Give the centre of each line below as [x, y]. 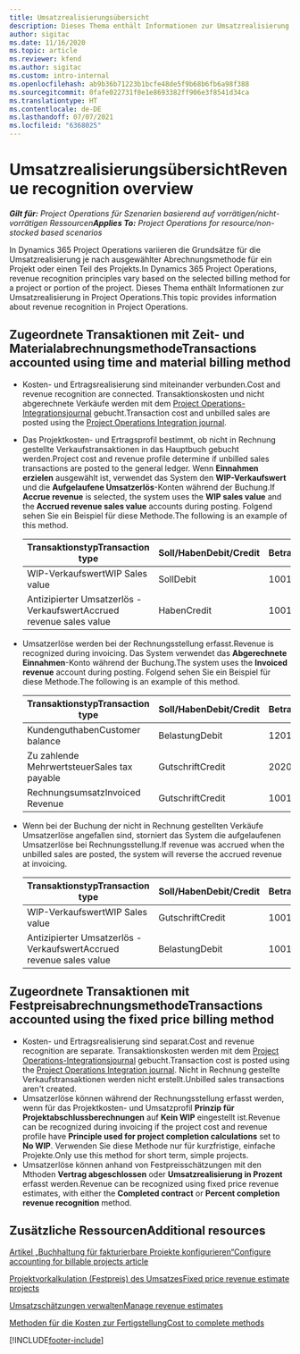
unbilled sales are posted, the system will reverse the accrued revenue [152, 854]
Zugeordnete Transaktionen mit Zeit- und [127, 335]
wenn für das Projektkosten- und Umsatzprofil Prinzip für [128, 1107]
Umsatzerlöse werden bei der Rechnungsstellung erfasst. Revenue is [148, 643]
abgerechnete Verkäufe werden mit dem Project [110, 403]
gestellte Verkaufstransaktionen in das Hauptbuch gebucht [130, 449]
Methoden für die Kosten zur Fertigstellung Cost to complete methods [137, 1323]
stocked [24, 232]
